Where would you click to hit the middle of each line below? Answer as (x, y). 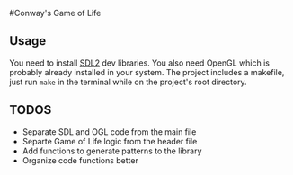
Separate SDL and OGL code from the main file (109, 131)
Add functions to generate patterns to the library (112, 151)
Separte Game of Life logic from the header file (110, 141)
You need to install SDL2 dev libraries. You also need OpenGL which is (140, 63)
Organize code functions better (80, 160)
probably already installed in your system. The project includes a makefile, (147, 72)
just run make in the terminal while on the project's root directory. (128, 82)
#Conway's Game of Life (55, 13)
